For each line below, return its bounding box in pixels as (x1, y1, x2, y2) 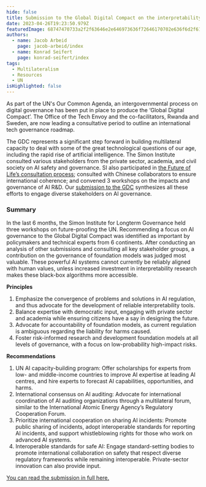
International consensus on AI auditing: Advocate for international (15, 391, 181, 398)
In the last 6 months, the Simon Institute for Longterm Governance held (6, 219, 186, 227)
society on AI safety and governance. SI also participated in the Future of (6, 164, 191, 171)
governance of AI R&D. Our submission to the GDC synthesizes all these (6, 183, 188, 191)
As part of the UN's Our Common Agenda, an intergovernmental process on (6, 100, 198, 107)
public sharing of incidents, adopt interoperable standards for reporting (15, 423, 196, 431)
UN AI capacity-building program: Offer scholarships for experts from (15, 364, 191, 372)
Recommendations (6, 353, 56, 360)
